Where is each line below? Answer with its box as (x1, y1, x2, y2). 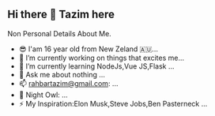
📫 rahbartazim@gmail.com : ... (18, 78, 119, 88)
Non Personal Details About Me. (7, 28, 111, 38)
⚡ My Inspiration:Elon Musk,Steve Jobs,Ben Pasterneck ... (18, 99, 208, 108)
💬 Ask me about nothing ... (18, 69, 106, 79)
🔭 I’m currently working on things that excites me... (18, 53, 185, 62)
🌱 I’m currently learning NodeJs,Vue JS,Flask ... (18, 61, 175, 71)
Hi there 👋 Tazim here (7, 8, 115, 21)
